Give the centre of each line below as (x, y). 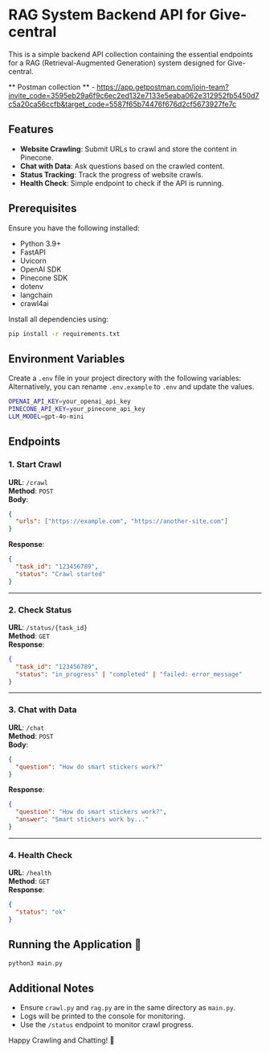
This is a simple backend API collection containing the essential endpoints (131, 54)
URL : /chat (27, 728)
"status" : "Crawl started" (61, 574)
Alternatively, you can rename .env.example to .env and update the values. (131, 387)
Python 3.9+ (41, 243)
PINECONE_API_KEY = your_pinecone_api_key (77, 409)
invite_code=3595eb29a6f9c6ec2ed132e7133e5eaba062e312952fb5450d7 (134, 95)
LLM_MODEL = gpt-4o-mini (46, 417)
